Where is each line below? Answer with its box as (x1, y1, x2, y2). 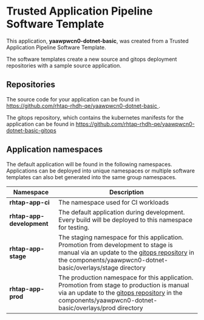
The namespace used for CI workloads (58, 198, 169, 206)
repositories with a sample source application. (6, 62, 121, 69)
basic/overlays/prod (58, 304, 116, 312)
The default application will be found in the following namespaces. (6, 160, 172, 168)
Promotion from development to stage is (58, 240, 173, 249)
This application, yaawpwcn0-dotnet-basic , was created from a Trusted (6, 37, 189, 44)
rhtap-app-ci (9, 198, 50, 206)
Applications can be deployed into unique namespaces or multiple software (6, 167, 195, 174)
